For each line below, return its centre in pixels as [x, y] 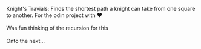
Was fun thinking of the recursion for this [57, 28]
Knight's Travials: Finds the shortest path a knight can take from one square [101, 9]
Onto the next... [26, 41]
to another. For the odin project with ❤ [54, 15]
